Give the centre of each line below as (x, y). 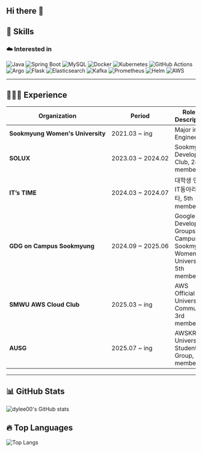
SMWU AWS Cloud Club (44, 304)
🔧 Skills (20, 32)
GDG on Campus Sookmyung (52, 246)
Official (185, 293)
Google (185, 215)
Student (186, 348)
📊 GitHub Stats (35, 392)
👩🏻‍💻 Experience (37, 95)
